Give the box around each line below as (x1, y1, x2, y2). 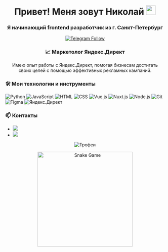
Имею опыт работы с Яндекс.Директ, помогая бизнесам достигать (12, 62, 158, 68)
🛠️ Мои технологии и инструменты (5, 80, 96, 87)
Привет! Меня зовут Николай (14, 6, 144, 18)
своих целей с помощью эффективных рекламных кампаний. (18, 67, 152, 73)
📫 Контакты (5, 112, 38, 119)
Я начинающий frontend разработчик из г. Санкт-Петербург (7, 24, 163, 31)
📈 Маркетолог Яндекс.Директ (45, 49, 125, 56)
